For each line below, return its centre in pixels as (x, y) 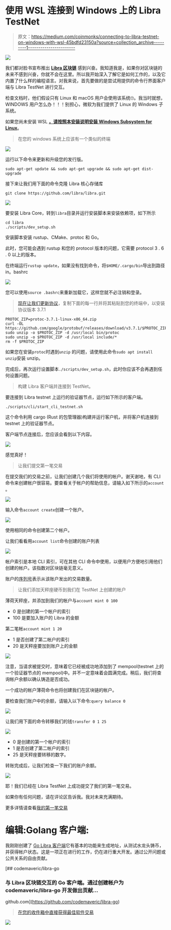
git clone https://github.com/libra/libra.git (55, 193)
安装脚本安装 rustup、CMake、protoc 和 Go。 (53, 237)
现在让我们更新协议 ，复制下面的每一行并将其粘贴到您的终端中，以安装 (91, 303)
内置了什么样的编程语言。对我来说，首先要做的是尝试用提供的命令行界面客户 (85, 80)
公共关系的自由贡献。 (27, 858)
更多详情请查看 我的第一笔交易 (36, 807)
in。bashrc (17, 272)
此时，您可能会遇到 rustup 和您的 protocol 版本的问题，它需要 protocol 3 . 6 (85, 248)
